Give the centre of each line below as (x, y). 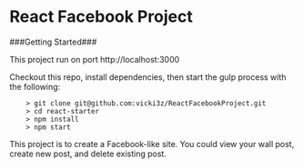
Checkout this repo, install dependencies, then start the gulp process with (148, 77)
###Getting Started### (53, 42)
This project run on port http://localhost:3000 (95, 59)
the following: (35, 86)
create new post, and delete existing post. (88, 153)
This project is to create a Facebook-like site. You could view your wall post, (152, 143)
